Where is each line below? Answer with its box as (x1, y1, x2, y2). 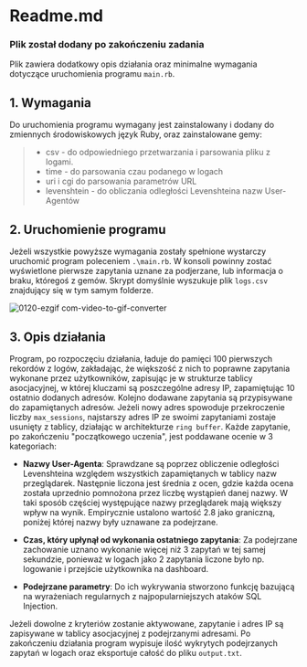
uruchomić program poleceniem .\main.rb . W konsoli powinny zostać (9, 256, 272, 267)
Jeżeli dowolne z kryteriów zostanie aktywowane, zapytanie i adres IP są (9, 618, 284, 629)
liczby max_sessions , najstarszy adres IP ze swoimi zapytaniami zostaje (9, 411, 277, 422)
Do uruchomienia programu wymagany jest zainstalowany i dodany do (9, 120, 275, 131)
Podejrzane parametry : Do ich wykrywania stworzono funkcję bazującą (22, 581, 295, 592)
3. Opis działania (9, 329, 107, 344)
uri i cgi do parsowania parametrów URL (45, 175, 197, 187)
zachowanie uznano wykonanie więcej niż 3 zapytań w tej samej (22, 544, 267, 555)
